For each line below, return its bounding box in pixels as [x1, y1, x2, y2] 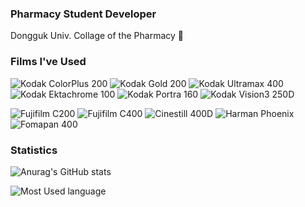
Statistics [10, 143, 58, 157]
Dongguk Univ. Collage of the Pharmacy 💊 [10, 30, 184, 42]
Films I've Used [10, 55, 87, 69]
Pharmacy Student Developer [10, 7, 157, 21]
